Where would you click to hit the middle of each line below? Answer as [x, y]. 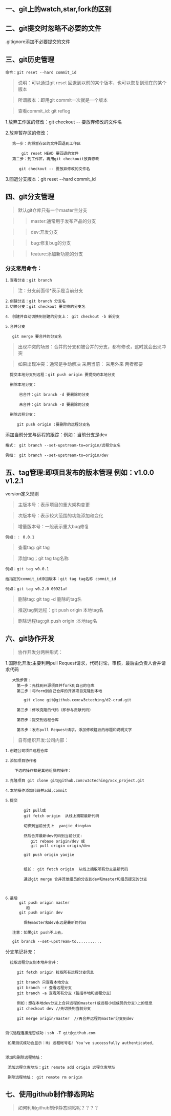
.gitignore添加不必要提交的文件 [38, 42]
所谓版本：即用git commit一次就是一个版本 [63, 100]
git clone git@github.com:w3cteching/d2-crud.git [78, 700]
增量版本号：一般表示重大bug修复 [54, 526]
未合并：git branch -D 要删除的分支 [54, 405]
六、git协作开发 [30, 639]
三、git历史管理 [30, 59]
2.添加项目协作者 [21, 760]
